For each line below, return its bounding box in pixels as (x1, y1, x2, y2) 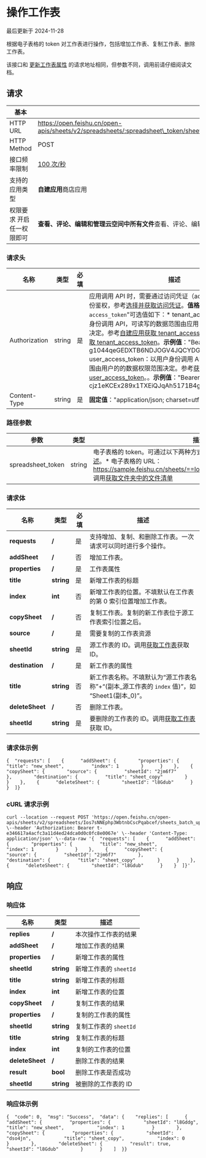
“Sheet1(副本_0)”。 (89, 691, 146, 700)
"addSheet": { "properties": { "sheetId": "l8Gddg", (6, 1119, 199, 1125)
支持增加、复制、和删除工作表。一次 (89, 532, 194, 541)
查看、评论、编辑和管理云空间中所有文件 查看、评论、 (37, 219, 191, 228)
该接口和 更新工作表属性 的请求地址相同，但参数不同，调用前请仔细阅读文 (6, 61, 192, 68)
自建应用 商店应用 (37, 185, 87, 193)
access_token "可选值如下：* (88, 311, 170, 319)
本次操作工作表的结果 (75, 930, 137, 938)
